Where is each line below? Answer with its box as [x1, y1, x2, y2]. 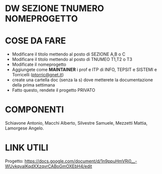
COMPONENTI [5, 104, 64, 115]
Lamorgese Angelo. [5, 125, 44, 131]
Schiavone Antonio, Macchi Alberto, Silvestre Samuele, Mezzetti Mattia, [5, 120, 147, 126]
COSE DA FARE [5, 35, 66, 46]
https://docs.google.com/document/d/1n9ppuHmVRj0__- [24, 158, 137, 164]
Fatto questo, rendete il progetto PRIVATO [12, 87, 95, 93]
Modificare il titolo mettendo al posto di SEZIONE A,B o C [12, 51, 126, 57]
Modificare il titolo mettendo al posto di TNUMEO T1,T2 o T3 [12, 57, 133, 62]
